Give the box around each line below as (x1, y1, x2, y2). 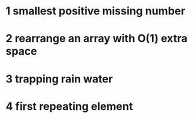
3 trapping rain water (5, 72, 113, 85)
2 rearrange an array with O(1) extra (5, 32, 188, 46)
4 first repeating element (5, 99, 133, 113)
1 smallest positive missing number (5, 4, 186, 18)
